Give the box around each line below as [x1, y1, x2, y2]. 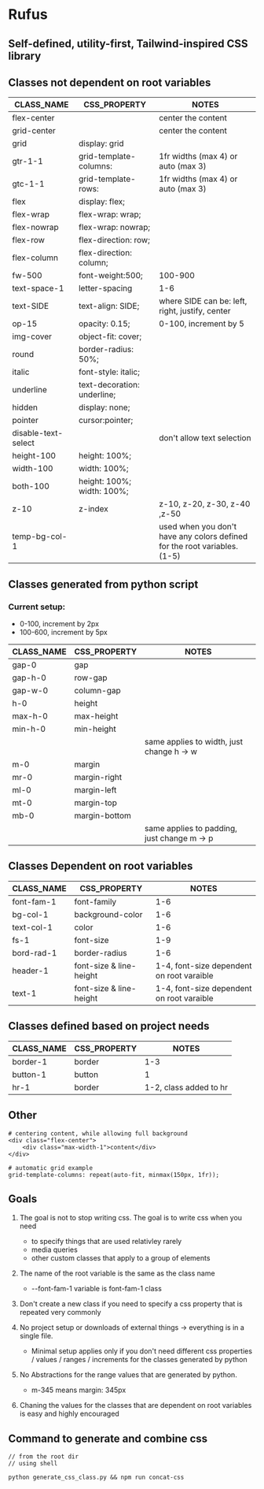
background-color [74, 908, 143, 919]
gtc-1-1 [12, 179, 45, 190]
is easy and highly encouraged [19, 1409, 119, 1419]
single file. [19, 1331, 53, 1341]
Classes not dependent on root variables [8, 76, 211, 89]
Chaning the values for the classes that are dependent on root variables [19, 1401, 252, 1410]
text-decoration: [78, 380, 140, 391]
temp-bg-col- [12, 531, 68, 542]
